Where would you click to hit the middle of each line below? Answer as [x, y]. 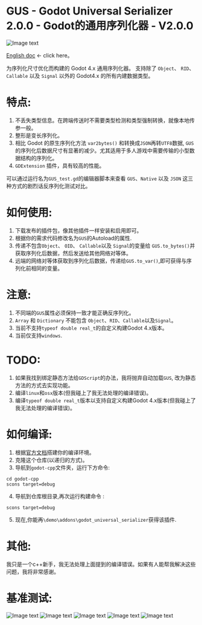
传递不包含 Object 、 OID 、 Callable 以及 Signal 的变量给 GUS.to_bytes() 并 [105, 245]
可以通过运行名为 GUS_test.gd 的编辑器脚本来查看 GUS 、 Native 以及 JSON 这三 [100, 178]
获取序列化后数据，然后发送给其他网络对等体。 [73, 253]
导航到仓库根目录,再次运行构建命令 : [59, 496]
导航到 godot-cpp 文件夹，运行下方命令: [62, 467]
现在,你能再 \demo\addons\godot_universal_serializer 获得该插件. [96, 519]
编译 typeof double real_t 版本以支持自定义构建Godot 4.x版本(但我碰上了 [105, 400]
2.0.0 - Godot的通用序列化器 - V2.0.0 [100, 26]
